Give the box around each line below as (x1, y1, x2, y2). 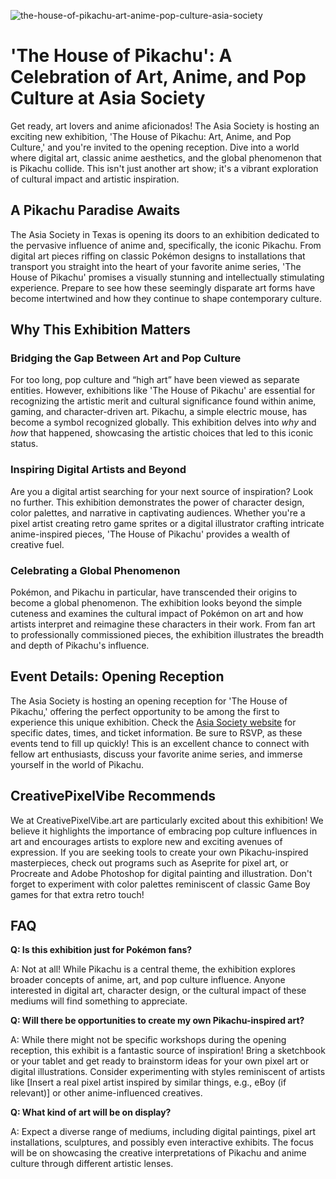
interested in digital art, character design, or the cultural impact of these (10, 985, 307, 997)
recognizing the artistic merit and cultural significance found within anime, (10, 395, 317, 407)
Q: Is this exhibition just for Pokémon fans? (10, 944, 193, 956)
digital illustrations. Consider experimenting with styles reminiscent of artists (10, 1066, 326, 1078)
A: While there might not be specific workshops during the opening (10, 1034, 287, 1046)
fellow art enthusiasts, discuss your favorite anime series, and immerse (10, 748, 303, 760)
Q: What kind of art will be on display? (10, 1106, 172, 1119)
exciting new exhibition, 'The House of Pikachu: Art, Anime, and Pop (10, 130, 292, 142)
